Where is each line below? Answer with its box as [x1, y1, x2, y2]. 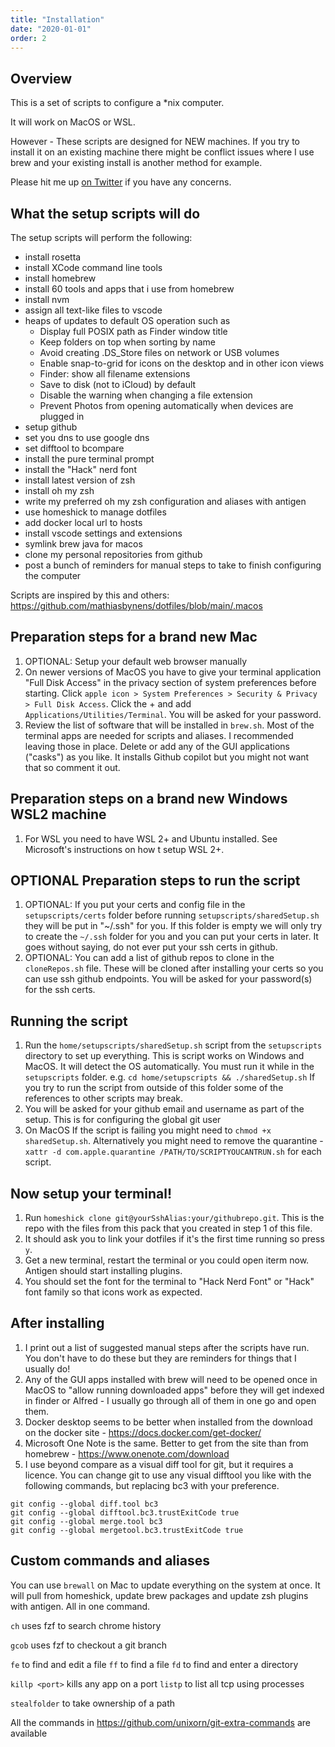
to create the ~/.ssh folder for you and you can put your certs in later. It [24, 931, 319, 943]
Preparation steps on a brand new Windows [10, 791, 288, 808]
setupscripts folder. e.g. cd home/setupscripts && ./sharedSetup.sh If [24, 1071, 316, 1083]
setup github [24, 421, 78, 433]
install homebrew [24, 272, 97, 284]
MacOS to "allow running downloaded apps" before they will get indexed [24, 1384, 325, 1396]
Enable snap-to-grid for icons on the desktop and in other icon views [39, 357, 325, 369]
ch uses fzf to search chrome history [10, 1619, 162, 1631]
